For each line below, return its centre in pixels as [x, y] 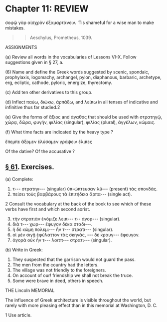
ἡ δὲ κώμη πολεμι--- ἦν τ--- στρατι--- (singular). [63, 229]
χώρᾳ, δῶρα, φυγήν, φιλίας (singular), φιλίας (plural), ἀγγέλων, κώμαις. [80, 122]
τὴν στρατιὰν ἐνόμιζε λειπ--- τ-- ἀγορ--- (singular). [66, 218]
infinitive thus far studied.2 [33, 107]
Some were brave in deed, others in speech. [58, 280]
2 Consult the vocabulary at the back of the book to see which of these [78, 203]
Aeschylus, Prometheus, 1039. [61, 37]
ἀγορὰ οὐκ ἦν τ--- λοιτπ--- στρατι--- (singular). [62, 240]
